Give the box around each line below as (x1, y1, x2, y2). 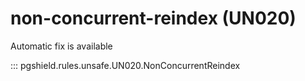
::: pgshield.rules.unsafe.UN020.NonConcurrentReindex (10, 59, 241, 71)
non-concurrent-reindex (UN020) (10, 7, 297, 30)
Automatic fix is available (10, 40, 113, 52)
